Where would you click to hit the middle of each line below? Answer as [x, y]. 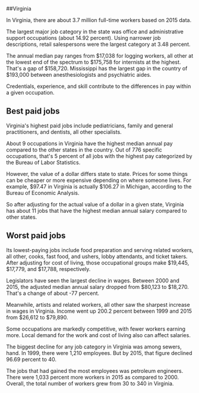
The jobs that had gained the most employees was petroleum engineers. [95, 370]
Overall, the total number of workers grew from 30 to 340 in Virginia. [90, 383]
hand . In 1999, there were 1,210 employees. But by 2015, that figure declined [99, 353]
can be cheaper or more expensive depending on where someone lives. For [99, 180]
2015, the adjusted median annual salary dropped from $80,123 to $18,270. [97, 287]
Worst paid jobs [36, 236]
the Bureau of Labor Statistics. [43, 162]
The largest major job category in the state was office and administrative [95, 32]
